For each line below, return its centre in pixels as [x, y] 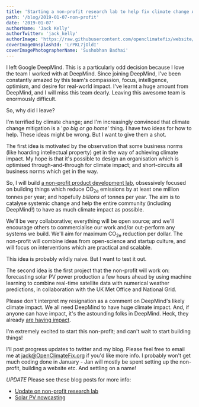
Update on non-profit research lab [57, 391]
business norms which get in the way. [52, 171]
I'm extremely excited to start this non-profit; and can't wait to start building [99, 332]
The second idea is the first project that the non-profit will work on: [88, 270]
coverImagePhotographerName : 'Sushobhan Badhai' [67, 51]
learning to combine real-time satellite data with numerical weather [88, 283]
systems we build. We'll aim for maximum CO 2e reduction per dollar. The [94, 234]
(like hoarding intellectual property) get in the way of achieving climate [92, 152]
